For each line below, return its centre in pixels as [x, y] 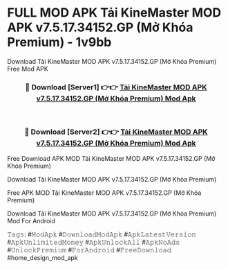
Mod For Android [31, 220]
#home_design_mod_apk [42, 257]
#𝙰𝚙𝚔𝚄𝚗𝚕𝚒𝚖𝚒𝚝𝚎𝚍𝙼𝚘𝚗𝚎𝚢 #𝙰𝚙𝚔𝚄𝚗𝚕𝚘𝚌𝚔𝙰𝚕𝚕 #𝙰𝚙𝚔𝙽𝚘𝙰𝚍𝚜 [94, 242]
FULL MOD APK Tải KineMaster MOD [114, 13]
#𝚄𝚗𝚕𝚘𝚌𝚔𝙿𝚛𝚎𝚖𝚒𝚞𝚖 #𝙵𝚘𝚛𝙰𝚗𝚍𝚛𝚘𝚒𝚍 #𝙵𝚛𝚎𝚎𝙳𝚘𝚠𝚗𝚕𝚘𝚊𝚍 [89, 250]
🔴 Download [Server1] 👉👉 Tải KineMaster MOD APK [116, 87]
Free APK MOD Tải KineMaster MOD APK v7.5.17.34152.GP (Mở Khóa [104, 193]
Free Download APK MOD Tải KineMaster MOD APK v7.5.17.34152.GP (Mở [111, 158]
